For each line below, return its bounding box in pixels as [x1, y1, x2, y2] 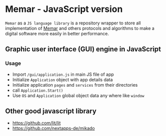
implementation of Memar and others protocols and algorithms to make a [5, 25, 155, 31]
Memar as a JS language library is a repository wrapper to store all [5, 20, 141, 26]
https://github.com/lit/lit [12, 120, 61, 126]
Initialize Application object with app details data [12, 76, 113, 83]
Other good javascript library [5, 107, 97, 116]
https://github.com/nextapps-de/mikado [12, 126, 95, 132]
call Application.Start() [12, 87, 64, 93]
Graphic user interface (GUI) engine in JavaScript [5, 45, 162, 53]
